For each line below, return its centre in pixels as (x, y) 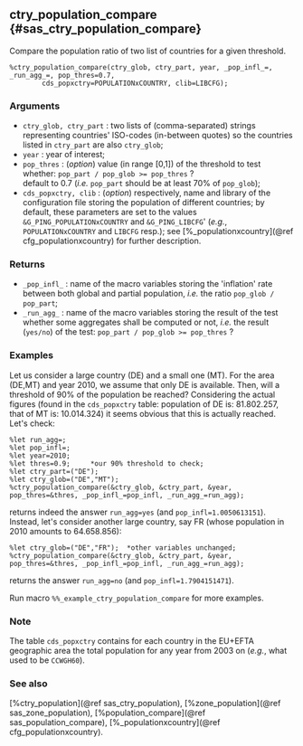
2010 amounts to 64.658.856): (66, 531)
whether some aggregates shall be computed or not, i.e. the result (146, 322)
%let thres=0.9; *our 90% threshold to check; (107, 463)
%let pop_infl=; (40, 448)
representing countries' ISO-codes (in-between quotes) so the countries (158, 136)
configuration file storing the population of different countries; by (143, 203)
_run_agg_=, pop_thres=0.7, (62, 75)
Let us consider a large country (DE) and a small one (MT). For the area (142, 375)
